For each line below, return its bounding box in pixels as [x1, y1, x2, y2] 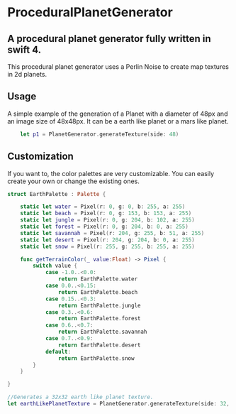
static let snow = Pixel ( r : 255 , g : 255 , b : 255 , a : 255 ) [20, 243, 195, 250]
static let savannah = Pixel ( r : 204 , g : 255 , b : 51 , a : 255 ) [20, 229, 205, 236]
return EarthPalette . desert [57, 342, 141, 349]
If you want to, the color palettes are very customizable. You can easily [7, 169, 215, 178]
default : [45, 348, 72, 355]
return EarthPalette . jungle [57, 302, 141, 309]
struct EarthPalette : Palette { [7, 190, 106, 197]
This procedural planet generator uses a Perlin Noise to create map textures [7, 62, 229, 71]
